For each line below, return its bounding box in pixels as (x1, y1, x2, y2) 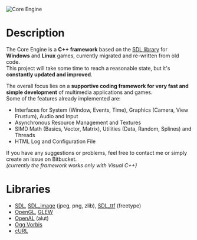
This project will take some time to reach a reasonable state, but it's (6, 64, 170, 72)
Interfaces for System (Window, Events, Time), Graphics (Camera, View (14, 106, 189, 113)
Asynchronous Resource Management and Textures (14, 119, 142, 126)
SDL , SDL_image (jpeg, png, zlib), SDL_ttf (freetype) (14, 202, 142, 209)
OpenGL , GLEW (14, 208, 53, 215)
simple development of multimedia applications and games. (6, 89, 153, 96)
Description (6, 27, 65, 40)
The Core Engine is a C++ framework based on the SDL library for (6, 46, 168, 53)
